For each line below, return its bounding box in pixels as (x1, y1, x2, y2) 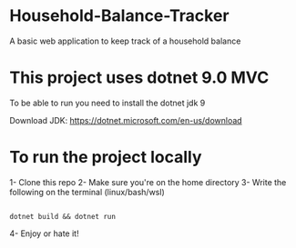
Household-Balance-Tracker (9, 5, 230, 26)
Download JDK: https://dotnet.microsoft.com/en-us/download (9, 114, 243, 125)
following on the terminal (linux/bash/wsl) (9, 186, 166, 197)
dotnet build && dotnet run (9, 212, 117, 221)
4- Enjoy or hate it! (9, 228, 79, 239)
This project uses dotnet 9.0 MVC (9, 67, 270, 88)
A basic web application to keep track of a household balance (9, 35, 241, 46)
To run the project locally (9, 147, 202, 168)
